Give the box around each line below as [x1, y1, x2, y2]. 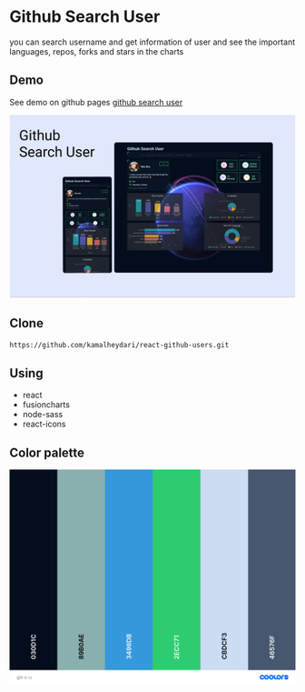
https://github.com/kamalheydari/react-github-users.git [9, 341, 230, 350]
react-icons [22, 418, 66, 429]
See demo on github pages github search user [9, 96, 183, 107]
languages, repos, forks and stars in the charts [9, 45, 184, 56]
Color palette [9, 445, 84, 460]
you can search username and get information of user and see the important [9, 36, 296, 47]
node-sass [22, 409, 64, 420]
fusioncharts [22, 399, 71, 410]
